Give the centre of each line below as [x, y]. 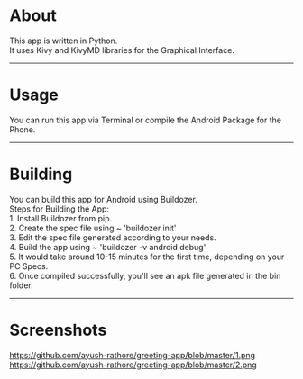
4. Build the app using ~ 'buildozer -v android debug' [108, 247]
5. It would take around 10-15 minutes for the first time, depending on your [147, 257]
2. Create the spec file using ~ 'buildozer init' [93, 228]
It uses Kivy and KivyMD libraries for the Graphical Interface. [122, 50]
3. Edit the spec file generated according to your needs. [113, 237]
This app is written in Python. [64, 41]
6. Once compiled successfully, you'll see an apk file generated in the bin [145, 275]
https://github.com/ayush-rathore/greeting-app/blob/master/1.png [132, 355]
